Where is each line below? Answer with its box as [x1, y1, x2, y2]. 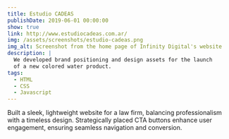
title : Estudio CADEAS [7, 10, 74, 18]
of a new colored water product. [13, 63, 112, 70]
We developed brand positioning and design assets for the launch [13, 56, 213, 64]
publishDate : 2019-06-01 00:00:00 [7, 17, 109, 24]
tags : [7, 69, 23, 76]
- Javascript [13, 89, 52, 96]
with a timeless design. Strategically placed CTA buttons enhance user [7, 116, 213, 124]
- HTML [13, 75, 33, 83]
